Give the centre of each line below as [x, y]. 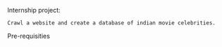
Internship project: [34, 10]
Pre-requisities [29, 36]
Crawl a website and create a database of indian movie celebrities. [112, 23]
